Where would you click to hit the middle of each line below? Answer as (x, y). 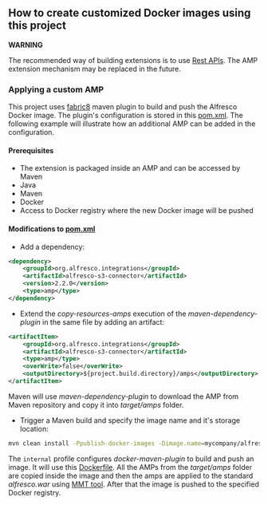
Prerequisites (31, 150)
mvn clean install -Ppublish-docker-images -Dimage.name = (106, 443)
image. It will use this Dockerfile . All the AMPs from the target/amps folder (130, 467)
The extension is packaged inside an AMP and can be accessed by (130, 168)
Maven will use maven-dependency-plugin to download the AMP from (124, 396)
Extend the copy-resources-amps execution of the (103, 314)
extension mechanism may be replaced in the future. (95, 69)
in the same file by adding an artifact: (104, 322)
